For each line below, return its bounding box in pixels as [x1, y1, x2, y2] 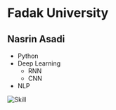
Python [17, 51, 39, 60]
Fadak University [7, 5, 109, 21]
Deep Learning [17, 59, 61, 68]
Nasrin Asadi [7, 33, 65, 45]
